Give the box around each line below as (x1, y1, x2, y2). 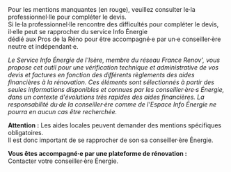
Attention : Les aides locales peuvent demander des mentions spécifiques (8, 121, 222, 130)
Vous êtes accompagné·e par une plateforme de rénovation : (8, 150, 187, 157)
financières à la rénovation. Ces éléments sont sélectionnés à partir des (8, 78, 215, 86)
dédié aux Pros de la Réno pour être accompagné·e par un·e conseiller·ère (8, 35, 221, 43)
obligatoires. (8, 129, 44, 136)
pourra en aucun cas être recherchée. (8, 108, 118, 116)
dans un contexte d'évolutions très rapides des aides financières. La (8, 93, 205, 101)
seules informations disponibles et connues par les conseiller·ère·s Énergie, (8, 86, 225, 93)
